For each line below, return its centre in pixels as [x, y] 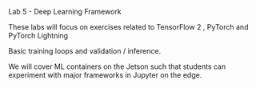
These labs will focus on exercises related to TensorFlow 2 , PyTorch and [128, 27]
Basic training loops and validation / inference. [85, 51]
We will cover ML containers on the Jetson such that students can [117, 66]
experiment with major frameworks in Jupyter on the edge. [105, 75]
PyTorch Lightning [38, 36]
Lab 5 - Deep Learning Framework [65, 12]
